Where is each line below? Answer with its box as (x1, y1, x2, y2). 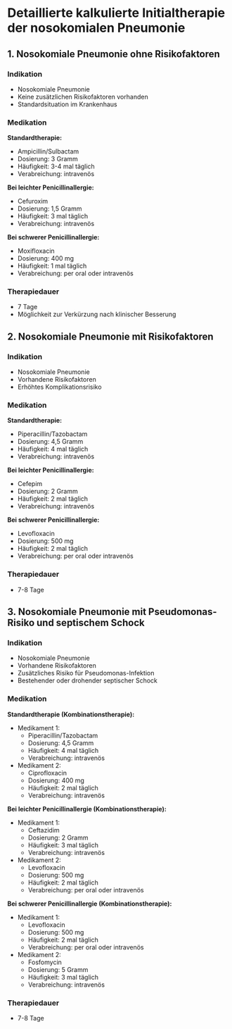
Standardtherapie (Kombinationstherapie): (7, 710, 135, 718)
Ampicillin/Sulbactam (17, 147, 79, 156)
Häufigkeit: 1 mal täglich (17, 262, 87, 270)
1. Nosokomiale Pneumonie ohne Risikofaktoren (7, 48, 220, 60)
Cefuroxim (17, 197, 49, 206)
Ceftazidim (27, 825, 60, 834)
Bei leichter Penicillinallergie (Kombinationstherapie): (7, 804, 167, 813)
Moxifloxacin (17, 247, 55, 255)
